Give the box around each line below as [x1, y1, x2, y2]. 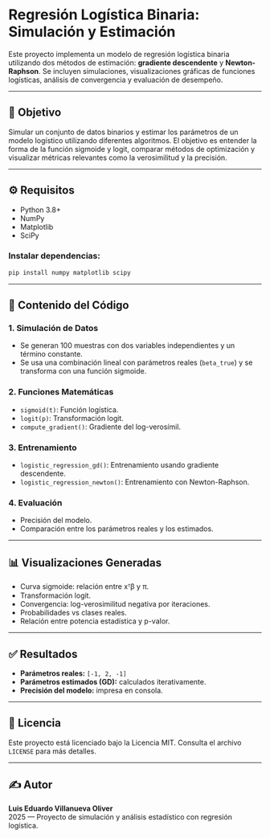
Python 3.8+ [19, 205, 62, 215]
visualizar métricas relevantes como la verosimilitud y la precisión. [8, 153, 227, 162]
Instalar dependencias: [8, 251, 100, 262]
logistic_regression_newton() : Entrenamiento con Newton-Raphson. [19, 477, 250, 487]
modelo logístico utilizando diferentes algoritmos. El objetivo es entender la [8, 135, 257, 145]
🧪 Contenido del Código [8, 299, 129, 313]
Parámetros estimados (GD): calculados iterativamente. [19, 677, 207, 686]
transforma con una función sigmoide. [19, 366, 147, 376]
